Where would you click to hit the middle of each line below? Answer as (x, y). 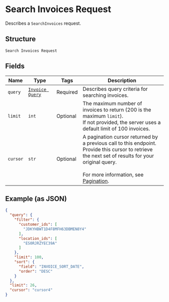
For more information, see (113, 174)
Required (67, 92)
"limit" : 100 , (29, 257)
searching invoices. (106, 95)
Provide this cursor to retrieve (118, 149)
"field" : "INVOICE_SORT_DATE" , (51, 266)
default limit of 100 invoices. (116, 129)
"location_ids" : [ (38, 238)
